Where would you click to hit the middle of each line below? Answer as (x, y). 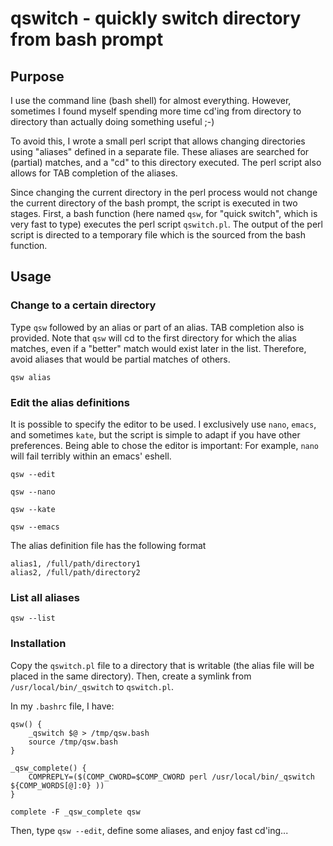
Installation (38, 644)
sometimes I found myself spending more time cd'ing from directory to (156, 111)
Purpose (37, 76)
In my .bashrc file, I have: (62, 706)
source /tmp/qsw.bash (73, 742)
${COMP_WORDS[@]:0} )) (57, 785)
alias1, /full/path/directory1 (75, 563)
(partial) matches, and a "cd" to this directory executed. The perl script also (166, 162)
